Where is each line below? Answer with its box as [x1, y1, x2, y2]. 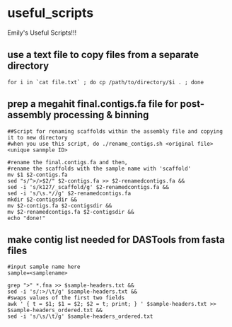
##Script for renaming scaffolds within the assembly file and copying [7, 127, 223, 135]
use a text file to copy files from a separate [7, 49, 199, 61]
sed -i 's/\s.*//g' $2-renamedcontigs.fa [7, 190, 132, 197]
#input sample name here [7, 263, 81, 270]
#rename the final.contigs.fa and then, [7, 159, 129, 166]
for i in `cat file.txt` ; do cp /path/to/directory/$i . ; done [7, 79, 204, 86]
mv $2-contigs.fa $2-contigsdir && [7, 202, 112, 210]
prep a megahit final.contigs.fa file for [7, 98, 178, 110]
